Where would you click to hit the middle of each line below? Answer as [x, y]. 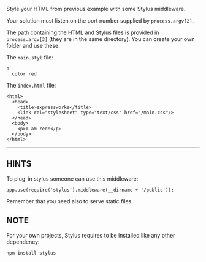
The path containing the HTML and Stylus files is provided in [83, 32]
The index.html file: [31, 85]
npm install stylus [31, 253]
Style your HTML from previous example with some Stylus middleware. [96, 9]
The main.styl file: [30, 57]
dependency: [23, 242]
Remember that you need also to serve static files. [70, 201]
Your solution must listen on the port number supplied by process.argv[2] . [100, 21]
